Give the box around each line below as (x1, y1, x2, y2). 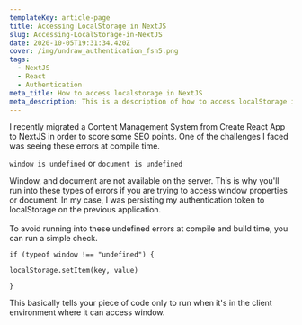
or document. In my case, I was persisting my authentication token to (9, 194, 265, 205)
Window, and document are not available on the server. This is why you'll (9, 176, 280, 186)
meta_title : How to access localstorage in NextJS (9, 88, 203, 97)
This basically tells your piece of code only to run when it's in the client (9, 298, 272, 309)
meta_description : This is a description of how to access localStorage (9, 96, 288, 106)
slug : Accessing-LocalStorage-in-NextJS (9, 30, 164, 39)
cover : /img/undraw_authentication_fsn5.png (9, 47, 179, 56)
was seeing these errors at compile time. (9, 140, 160, 151)
